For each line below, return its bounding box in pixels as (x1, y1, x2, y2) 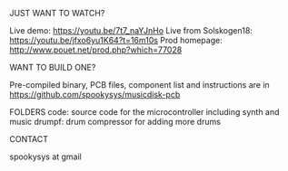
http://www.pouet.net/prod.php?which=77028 (9, 44, 183, 55)
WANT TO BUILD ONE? (9, 62, 96, 72)
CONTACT (9, 134, 48, 144)
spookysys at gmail (9, 151, 82, 162)
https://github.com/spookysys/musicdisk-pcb (9, 90, 181, 100)
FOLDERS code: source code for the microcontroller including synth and (9, 107, 280, 117)
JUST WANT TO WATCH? (9, 8, 105, 18)
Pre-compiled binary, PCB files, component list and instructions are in (9, 80, 270, 90)
